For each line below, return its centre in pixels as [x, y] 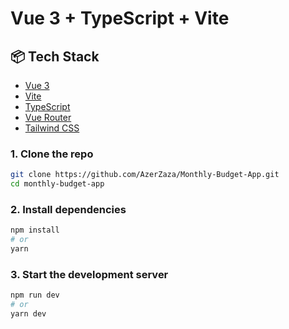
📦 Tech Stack [55, 56]
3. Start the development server [89, 274]
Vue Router [48, 117]
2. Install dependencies [68, 209]
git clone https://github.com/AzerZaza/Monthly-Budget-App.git [145, 175]
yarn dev [28, 314]
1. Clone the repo [52, 154]
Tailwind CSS [52, 128]
